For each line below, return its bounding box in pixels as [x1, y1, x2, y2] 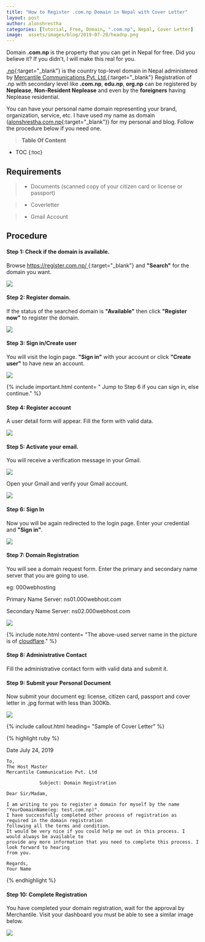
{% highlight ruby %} [6, 735, 60, 742]
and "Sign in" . [6, 526, 43, 533]
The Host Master [6, 764, 48, 770]
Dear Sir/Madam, [6, 791, 48, 797]
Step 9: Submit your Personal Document [6, 679, 111, 686]
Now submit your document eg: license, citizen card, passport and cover [6, 693, 190, 701]
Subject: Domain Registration [39, 780, 117, 787]
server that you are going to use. [6, 571, 89, 579]
